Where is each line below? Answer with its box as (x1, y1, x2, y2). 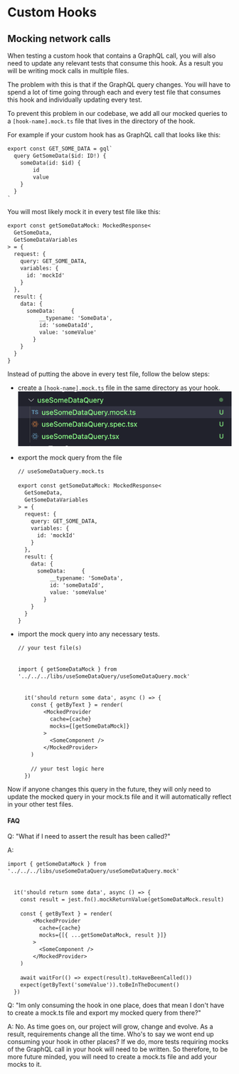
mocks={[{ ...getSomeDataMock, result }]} (38, 932, 167, 939)
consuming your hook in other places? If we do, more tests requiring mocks (7, 1038, 229, 1046)
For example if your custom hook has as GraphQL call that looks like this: (7, 131, 221, 139)
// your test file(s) (17, 644, 82, 652)
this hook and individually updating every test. (7, 95, 142, 104)
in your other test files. (7, 800, 73, 808)
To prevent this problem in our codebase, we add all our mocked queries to (7, 110, 228, 117)
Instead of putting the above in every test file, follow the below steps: (7, 370, 210, 378)
